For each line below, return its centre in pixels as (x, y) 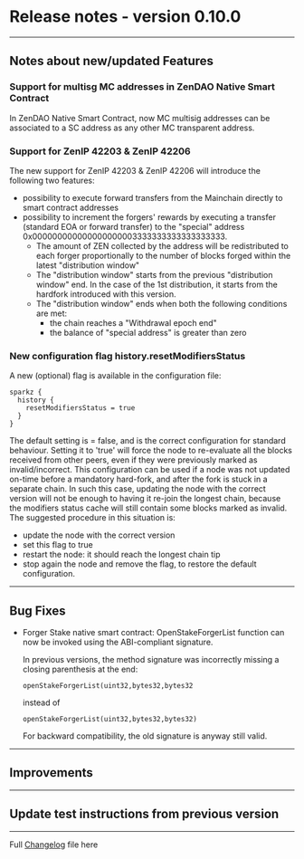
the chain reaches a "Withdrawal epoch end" (133, 322)
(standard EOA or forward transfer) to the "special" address (133, 226)
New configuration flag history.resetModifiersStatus (128, 356)
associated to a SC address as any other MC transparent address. (132, 128)
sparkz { (26, 392)
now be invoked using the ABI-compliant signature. (118, 642)
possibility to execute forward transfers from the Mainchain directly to (152, 197)
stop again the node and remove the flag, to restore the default (139, 564)
